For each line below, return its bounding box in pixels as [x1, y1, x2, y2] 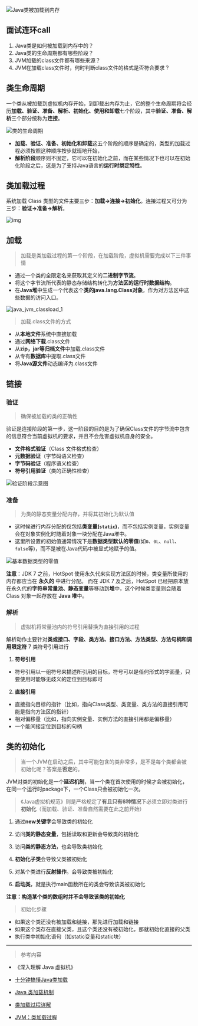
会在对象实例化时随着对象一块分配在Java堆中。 [14, 530, 130, 537]
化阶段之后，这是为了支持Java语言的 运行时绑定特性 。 [14, 162, 146, 169]
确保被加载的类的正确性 [20, 412, 78, 419]
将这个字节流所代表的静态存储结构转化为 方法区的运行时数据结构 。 [14, 279, 175, 286]
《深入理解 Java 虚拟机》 [14, 963, 76, 971]
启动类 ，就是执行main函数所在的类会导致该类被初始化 [14, 881, 146, 888]
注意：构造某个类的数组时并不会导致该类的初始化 [6, 893, 125, 900]
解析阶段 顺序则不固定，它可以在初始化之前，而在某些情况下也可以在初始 [14, 154, 190, 162]
